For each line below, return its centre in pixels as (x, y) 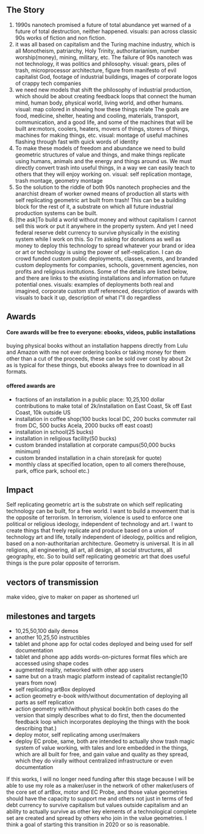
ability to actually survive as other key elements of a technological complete (101, 811)
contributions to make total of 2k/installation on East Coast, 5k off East (103, 406)
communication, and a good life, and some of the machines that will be (104, 122)
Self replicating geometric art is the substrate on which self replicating (94, 505)
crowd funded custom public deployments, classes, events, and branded (106, 258)
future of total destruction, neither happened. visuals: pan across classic (106, 31)
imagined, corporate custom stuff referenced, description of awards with (107, 291)
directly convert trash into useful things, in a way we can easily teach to (105, 167)
